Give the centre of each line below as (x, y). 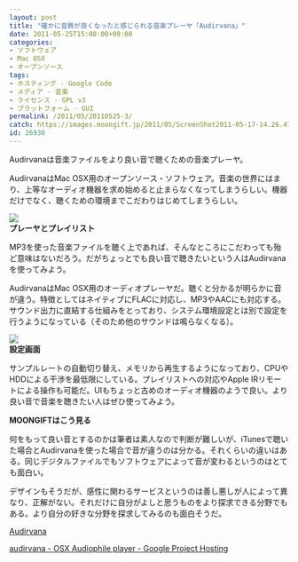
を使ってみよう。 (40, 269)
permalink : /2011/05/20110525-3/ (71, 116)
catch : (21, 125)
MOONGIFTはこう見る (50, 420)
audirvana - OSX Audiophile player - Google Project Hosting (119, 548)
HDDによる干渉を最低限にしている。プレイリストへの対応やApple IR (134, 379)
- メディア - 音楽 (39, 91)
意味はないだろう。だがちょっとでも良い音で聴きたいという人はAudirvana (151, 257)
